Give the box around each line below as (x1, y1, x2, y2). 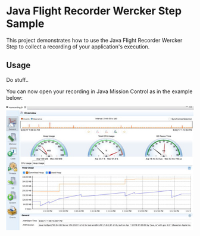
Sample (6, 17, 45, 30)
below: (6, 94, 23, 101)
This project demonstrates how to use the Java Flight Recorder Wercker (6, 36, 183, 44)
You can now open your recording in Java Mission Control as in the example (6, 88, 193, 95)
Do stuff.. (6, 76, 29, 83)
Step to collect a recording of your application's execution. (6, 43, 150, 50)
